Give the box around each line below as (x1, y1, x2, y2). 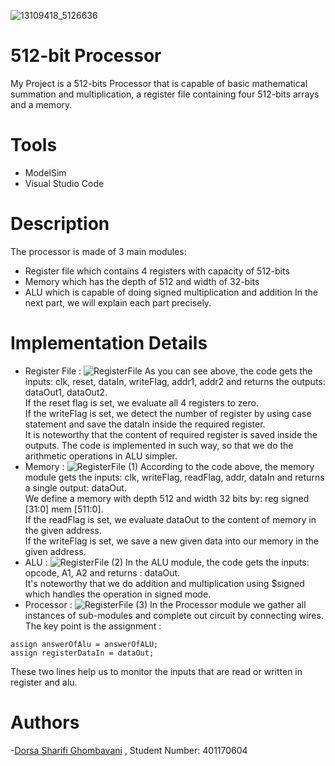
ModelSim (24, 166, 67, 179)
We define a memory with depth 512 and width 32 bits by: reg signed (24, 492, 310, 504)
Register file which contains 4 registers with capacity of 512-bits (24, 265, 290, 277)
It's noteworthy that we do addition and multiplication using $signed (24, 577, 305, 589)
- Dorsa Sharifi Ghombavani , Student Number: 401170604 (10, 744, 248, 756)
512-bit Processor (10, 45, 162, 67)
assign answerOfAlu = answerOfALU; (10, 639, 159, 649)
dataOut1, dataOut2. (24, 386, 108, 398)
